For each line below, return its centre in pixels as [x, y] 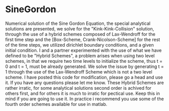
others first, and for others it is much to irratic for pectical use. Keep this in [83, 93]
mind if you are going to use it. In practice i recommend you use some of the [84, 99]
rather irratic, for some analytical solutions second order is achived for [78, 88]
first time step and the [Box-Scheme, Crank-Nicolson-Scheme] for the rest [83, 40]
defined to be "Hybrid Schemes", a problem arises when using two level [80, 55]
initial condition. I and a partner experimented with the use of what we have [83, 50]
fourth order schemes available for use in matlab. [56, 104]
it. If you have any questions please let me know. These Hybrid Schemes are [84, 83]
